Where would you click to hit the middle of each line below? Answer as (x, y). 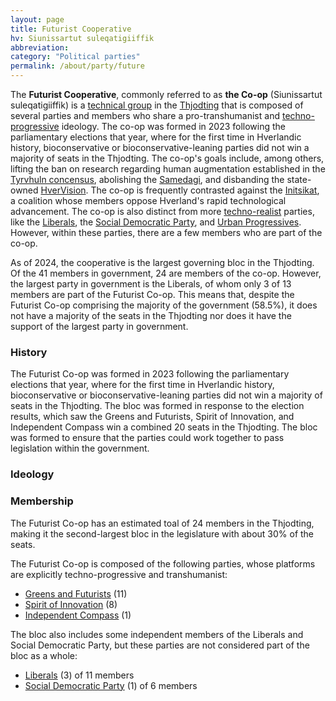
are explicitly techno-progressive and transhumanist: (119, 574)
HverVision (63, 190)
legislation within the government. (80, 448)
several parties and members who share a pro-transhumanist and (145, 115)
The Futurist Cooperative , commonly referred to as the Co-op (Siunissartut (166, 94)
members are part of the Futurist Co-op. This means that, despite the (152, 294)
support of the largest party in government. (99, 326)
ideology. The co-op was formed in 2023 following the (174, 126)
